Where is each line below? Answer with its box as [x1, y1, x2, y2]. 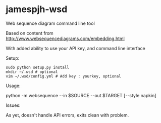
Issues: [6, 102, 21, 108]
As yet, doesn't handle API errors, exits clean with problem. [6, 112, 129, 118]
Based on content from [6, 30, 53, 36]
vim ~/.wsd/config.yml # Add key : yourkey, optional [6, 73, 122, 79]
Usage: [6, 83, 21, 89]
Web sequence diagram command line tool [6, 20, 95, 26]
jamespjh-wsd [6, 4, 68, 15]
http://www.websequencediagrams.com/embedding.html [6, 35, 125, 42]
